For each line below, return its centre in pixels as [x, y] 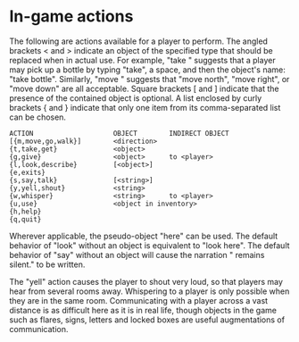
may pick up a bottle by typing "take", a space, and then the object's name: [147, 70]
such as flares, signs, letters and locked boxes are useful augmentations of [147, 320]
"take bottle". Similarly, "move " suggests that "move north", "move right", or [149, 79]
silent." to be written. [47, 264]
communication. [39, 329]
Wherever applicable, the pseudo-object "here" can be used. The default [144, 236]
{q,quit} [25, 219]
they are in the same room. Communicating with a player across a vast [139, 300]
